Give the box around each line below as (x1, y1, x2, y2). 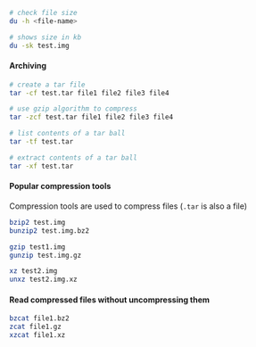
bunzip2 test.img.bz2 (9, 226, 90, 235)
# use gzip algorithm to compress (9, 104, 138, 113)
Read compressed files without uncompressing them (9, 294, 211, 305)
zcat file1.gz (9, 322, 62, 332)
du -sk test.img (9, 41, 70, 50)
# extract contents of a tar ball (9, 153, 138, 162)
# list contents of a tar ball (9, 129, 126, 138)
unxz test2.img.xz (9, 275, 78, 285)
